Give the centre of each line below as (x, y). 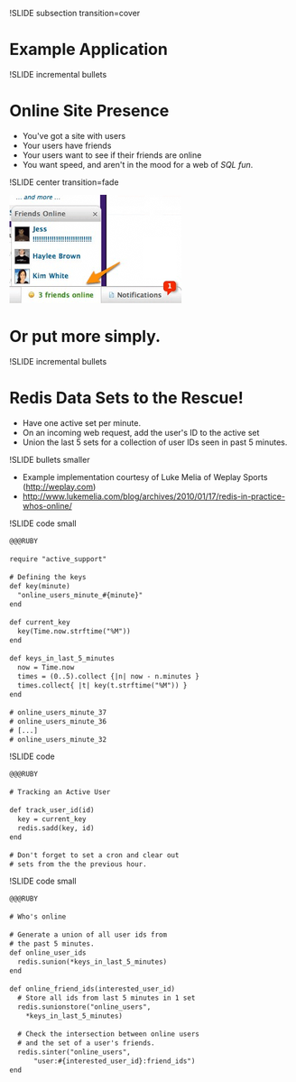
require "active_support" (58, 559)
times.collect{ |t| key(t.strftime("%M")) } (102, 685)
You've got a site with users (74, 135)
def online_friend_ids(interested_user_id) (92, 989)
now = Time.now (46, 667)
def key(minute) (40, 586)
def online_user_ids (48, 953)
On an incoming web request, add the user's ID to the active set (141, 432)
